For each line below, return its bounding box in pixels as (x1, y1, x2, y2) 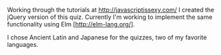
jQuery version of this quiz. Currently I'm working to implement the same (7, 13, 213, 21)
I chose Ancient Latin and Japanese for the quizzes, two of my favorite (7, 33, 207, 41)
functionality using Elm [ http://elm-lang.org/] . (7, 20, 135, 28)
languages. (7, 41, 39, 48)
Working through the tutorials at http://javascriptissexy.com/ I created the (7, 6, 215, 14)
